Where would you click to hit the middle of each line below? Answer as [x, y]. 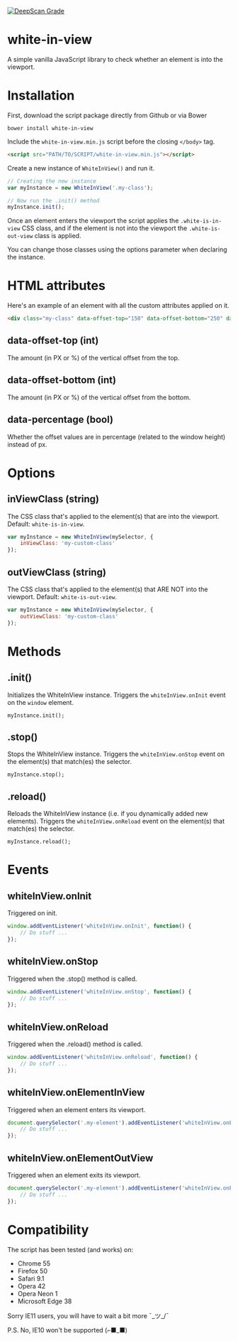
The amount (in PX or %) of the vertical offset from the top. [93, 357]
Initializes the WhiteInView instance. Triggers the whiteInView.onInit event [117, 695]
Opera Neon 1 [38, 1293]
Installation [41, 96]
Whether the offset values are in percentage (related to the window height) [117, 436]
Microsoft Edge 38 [45, 1301]
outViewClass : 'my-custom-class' [69, 616]
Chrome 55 [34, 1263]
